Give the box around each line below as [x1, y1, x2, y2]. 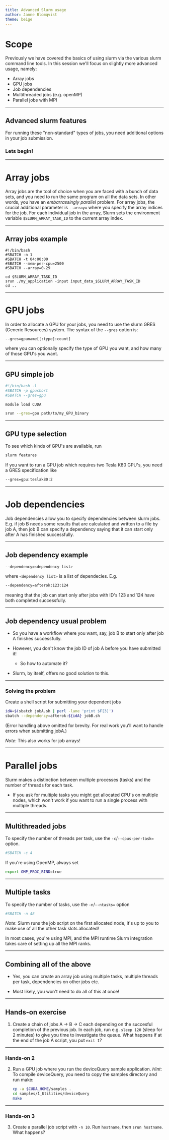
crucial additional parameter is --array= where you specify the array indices [5, 205, 163, 211]
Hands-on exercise [5, 1008, 66, 1016]
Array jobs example [5, 234, 68, 243]
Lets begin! [5, 148, 34, 155]
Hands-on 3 [5, 1112, 35, 1119]
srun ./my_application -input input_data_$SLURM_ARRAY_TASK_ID [5, 279, 141, 284]
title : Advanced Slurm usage [5, 7, 66, 13]
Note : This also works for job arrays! [5, 738, 80, 744]
